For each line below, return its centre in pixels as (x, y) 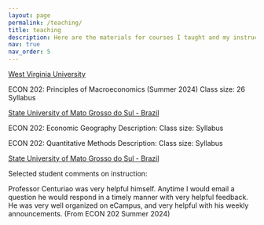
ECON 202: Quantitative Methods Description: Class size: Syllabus (116, 143)
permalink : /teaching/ (45, 23)
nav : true (24, 45)
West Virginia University (47, 74)
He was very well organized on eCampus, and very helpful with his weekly (128, 205)
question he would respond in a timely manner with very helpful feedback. (128, 197)
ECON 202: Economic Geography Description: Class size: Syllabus (116, 128)
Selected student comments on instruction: (78, 174)
